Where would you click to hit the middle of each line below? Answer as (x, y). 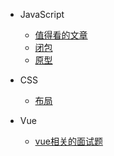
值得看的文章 (61, 35)
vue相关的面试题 (68, 141)
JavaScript (42, 14)
